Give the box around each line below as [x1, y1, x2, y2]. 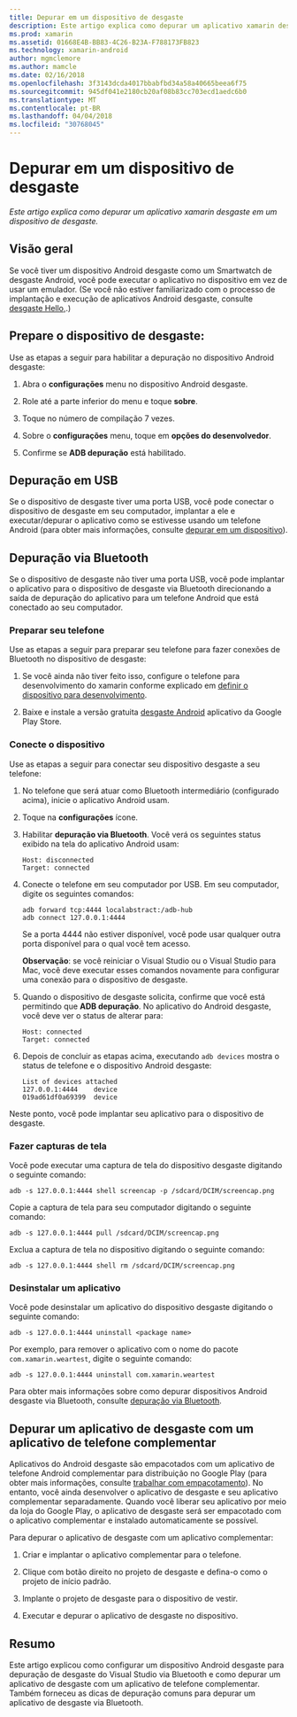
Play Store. [21, 716, 62, 727]
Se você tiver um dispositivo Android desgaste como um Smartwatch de [9, 265, 272, 276]
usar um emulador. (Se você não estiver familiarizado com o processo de [9, 284, 276, 294]
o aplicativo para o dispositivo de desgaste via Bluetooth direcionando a [9, 583, 271, 594]
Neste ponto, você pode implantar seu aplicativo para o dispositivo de [9, 1108, 264, 1119]
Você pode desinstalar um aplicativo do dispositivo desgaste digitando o [9, 1302, 274, 1313]
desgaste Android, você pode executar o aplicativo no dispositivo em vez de [9, 274, 287, 285]
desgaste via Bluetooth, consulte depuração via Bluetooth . [9, 1395, 223, 1406]
